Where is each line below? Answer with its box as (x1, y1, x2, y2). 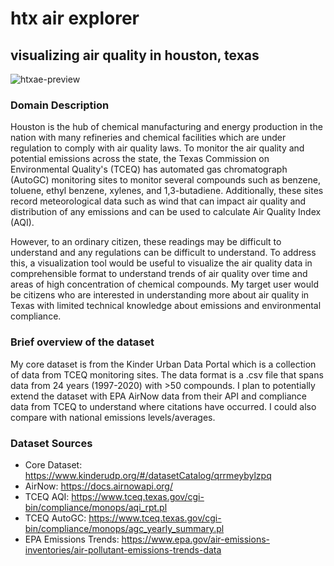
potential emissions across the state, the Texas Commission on (10, 153, 270, 165)
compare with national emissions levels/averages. (10, 411, 216, 423)
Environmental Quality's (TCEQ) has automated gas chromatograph (10, 163, 288, 176)
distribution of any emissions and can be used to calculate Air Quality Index (10, 206, 322, 218)
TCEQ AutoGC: (24, 512, 87, 524)
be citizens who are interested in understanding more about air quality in (10, 289, 310, 301)
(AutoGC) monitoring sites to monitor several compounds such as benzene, (10, 174, 322, 186)
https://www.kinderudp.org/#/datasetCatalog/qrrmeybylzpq (24, 469, 272, 481)
